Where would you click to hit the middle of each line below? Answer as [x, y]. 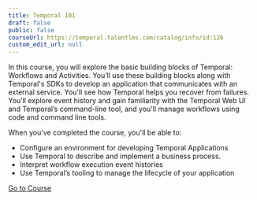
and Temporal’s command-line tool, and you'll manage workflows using [124, 109]
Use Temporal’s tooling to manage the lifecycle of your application [127, 173]
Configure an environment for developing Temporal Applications [124, 148]
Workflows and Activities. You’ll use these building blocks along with [119, 76]
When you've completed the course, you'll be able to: [95, 133]
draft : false [30, 23]
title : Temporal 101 [42, 15]
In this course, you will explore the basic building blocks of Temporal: [121, 67]
